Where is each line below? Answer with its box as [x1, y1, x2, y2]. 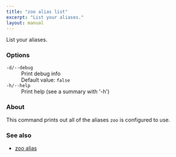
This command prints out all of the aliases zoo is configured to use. [6, 116, 171, 123]
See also [6, 131, 32, 139]
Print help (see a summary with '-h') [21, 88, 110, 95]
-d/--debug [6, 64, 33, 70]
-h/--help [6, 82, 31, 88]
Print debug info [21, 70, 61, 77]
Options [6, 51, 30, 60]
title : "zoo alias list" [6, 8, 68, 15]
